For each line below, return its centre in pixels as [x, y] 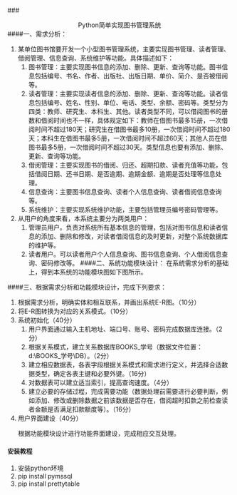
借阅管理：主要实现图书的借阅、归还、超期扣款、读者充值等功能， [125, 165]
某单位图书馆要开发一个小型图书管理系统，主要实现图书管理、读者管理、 [123, 49]
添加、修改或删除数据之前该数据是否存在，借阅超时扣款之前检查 [128, 400]
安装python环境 [41, 468]
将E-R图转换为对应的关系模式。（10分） [75, 311]
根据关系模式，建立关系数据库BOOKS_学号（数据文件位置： [115, 347]
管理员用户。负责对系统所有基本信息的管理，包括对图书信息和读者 [125, 227]
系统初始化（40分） [47, 320]
